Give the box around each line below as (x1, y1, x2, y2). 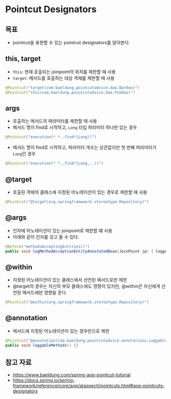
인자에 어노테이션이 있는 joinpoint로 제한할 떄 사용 (12, 227, 112, 233)
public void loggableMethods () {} (5, 343, 79, 348)
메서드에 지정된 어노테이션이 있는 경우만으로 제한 (12, 328, 109, 334)
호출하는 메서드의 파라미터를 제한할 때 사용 (12, 118, 98, 124)
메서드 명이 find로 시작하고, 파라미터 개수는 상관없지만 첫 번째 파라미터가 (12, 144, 157, 150)
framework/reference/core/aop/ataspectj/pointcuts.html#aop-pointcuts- (12, 383, 165, 389)
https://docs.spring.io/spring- (12, 377, 75, 383)
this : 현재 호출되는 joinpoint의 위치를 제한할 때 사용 (12, 69, 116, 75)
